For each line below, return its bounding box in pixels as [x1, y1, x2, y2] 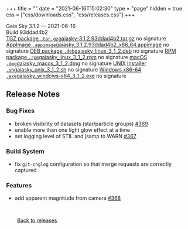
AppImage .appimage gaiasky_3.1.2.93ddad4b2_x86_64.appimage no [6, 41, 170, 48]
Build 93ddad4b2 [6, 29, 48, 36]
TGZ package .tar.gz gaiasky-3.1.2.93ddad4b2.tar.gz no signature [6, 35, 166, 42]
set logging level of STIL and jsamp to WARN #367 [14, 132, 136, 139]
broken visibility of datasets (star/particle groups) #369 [14, 120, 148, 127]
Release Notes [6, 89, 60, 99]
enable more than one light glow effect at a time [14, 126, 131, 134]
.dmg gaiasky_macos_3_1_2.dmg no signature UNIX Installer [6, 60, 146, 67]
